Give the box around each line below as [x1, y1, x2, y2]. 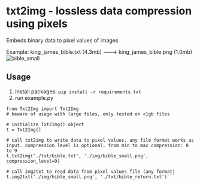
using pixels [6, 17, 68, 31]
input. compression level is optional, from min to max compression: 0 [6, 142, 189, 148]
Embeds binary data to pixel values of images [6, 36, 119, 44]
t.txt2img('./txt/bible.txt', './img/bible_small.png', [6, 153, 149, 159]
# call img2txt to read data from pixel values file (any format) [6, 169, 175, 175]
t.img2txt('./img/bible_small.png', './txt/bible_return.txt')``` [6, 173, 175, 180]
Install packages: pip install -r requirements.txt [14, 88, 142, 95]
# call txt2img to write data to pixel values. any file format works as [6, 137, 195, 143]
